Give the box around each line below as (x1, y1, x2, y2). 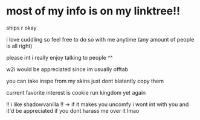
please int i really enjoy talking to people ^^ (6, 54, 113, 61)
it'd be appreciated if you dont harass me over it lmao (6, 107, 140, 114)
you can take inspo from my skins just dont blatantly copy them (6, 77, 164, 84)
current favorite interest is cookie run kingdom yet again (6, 89, 146, 96)
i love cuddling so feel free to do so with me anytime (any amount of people (6, 36, 195, 43)
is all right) (6, 42, 33, 49)
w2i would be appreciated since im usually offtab (6, 65, 129, 73)
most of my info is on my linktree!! (6, 4, 180, 18)
